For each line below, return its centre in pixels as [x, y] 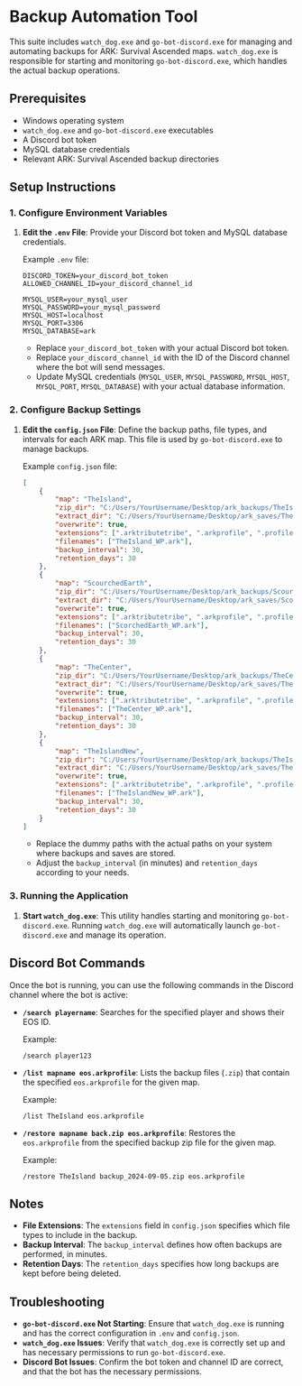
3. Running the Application [69, 896]
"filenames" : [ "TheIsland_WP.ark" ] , [124, 541]
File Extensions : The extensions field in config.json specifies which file [156, 1225]
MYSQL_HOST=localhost [63, 316]
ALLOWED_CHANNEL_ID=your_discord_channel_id [107, 284]
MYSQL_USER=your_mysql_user [75, 300]
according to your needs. [82, 873]
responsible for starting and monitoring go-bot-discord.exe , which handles [148, 60]
